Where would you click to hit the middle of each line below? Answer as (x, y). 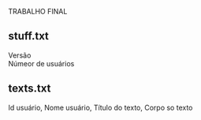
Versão (20, 55)
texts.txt (30, 89)
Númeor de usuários (41, 63)
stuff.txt (29, 36)
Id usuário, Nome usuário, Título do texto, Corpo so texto (100, 107)
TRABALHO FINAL (38, 11)
